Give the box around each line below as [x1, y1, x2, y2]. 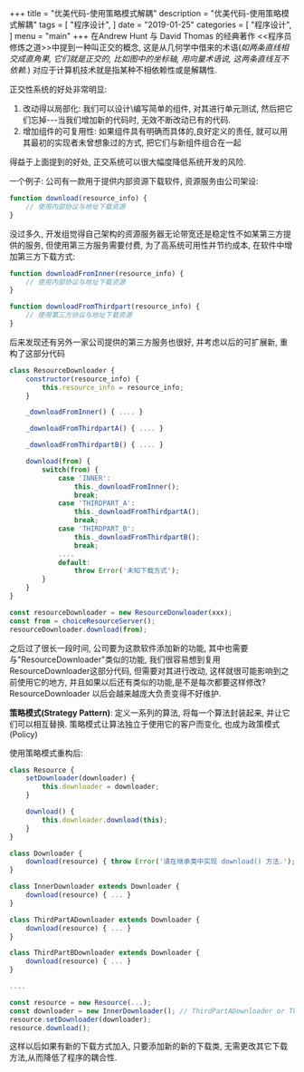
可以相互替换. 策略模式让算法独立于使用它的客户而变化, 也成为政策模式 [16, 718, 280, 729]
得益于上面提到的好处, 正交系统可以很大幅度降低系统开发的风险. [9, 157, 247, 167]
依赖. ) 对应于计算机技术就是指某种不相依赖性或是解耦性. [9, 64, 218, 75]
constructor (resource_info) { [25, 375, 140, 384]
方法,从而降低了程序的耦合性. [9, 1052, 118, 1063]
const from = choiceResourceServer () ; [9, 616, 156, 626]
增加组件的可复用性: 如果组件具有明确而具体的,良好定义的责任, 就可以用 [22, 126, 288, 136]
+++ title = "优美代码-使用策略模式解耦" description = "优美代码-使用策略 [9, 8, 282, 18]
